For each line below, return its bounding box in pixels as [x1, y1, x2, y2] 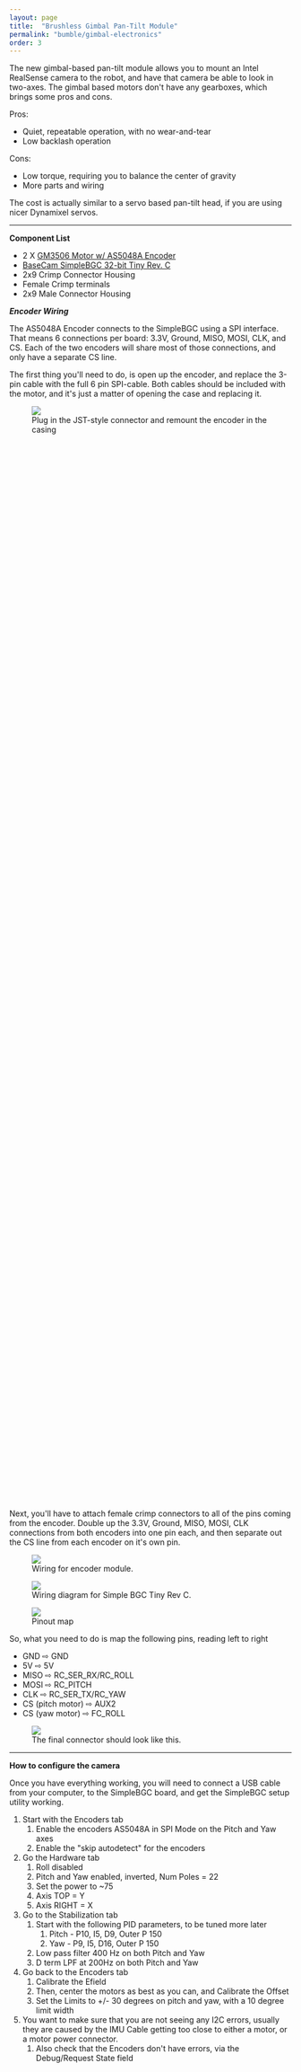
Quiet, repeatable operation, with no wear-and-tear [21, 127, 212, 137]
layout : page [9, 13, 58, 22]
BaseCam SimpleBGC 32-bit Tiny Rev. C [21, 260, 171, 270]
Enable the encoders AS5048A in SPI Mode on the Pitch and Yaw [35, 1824, 277, 1835]
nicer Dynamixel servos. [9, 207, 99, 218]
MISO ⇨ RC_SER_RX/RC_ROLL [21, 1670, 134, 1680]
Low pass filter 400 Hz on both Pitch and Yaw [35, 1948, 205, 1959]
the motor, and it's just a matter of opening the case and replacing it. [9, 388, 262, 400]
